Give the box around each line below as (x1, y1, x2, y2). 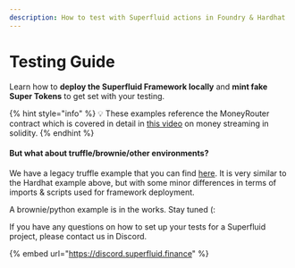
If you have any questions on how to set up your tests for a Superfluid (9, 221, 266, 232)
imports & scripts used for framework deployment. (9, 187, 195, 197)
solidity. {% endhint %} (9, 127, 95, 138)
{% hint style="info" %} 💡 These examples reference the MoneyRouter (9, 108, 270, 119)
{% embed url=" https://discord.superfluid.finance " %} (9, 247, 210, 259)
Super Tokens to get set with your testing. (9, 90, 165, 101)
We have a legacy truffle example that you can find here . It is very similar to (9, 167, 287, 179)
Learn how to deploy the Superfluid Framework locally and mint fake (9, 81, 268, 92)
